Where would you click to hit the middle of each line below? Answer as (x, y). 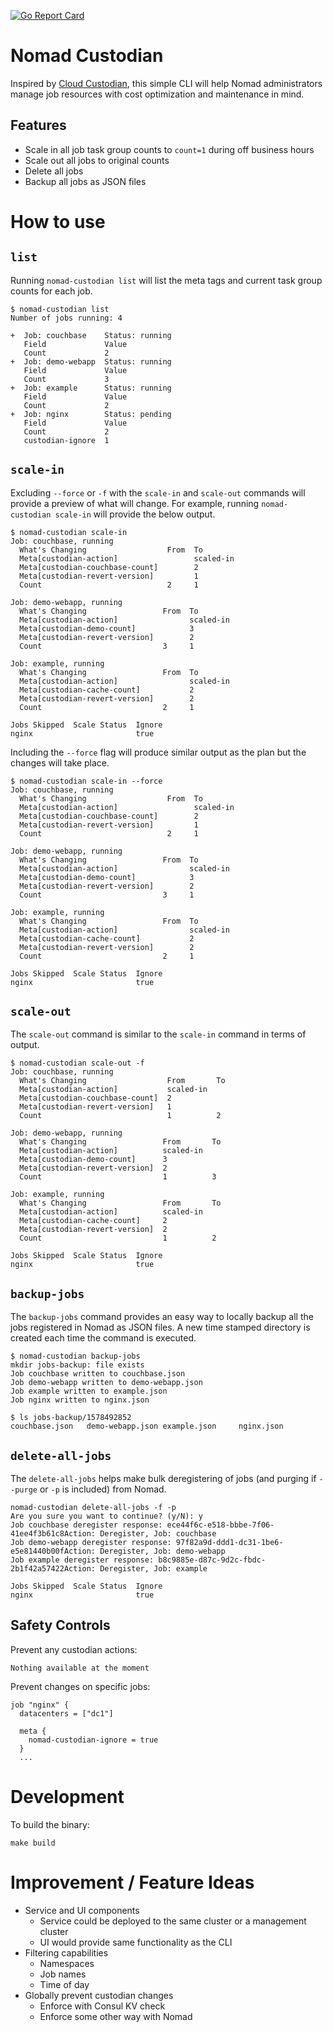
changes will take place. (60, 762)
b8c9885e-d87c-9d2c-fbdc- (212, 1560)
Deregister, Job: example (153, 1569)
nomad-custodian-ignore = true (93, 1740)
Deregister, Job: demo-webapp (162, 1551)
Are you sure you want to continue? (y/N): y (106, 1516)
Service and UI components (82, 1910)
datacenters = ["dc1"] (66, 1713)
